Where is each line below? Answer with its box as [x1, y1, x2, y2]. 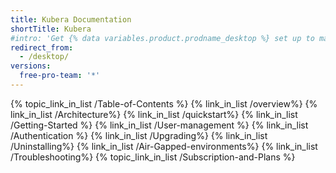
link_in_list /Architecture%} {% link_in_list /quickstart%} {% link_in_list [10, 108, 298, 120]
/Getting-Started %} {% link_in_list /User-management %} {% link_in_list [10, 119, 309, 131]
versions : [10, 61, 52, 71]
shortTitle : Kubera [10, 24, 92, 34]
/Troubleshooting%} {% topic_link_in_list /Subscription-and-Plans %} [10, 151, 296, 163]
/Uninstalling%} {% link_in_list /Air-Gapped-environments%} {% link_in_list [10, 140, 318, 152]
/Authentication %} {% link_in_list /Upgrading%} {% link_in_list [10, 129, 268, 141]
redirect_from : [10, 42, 74, 53]
